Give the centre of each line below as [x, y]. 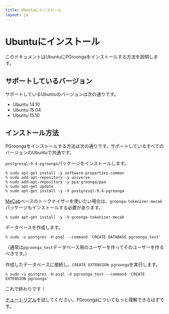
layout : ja [17, 15]
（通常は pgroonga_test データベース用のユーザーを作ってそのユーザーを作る [85, 247]
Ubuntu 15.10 [26, 115]
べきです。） [17, 254]
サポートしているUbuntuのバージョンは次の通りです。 [62, 94]
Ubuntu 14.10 [26, 104]
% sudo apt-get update [29, 187]
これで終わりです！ [26, 289]
